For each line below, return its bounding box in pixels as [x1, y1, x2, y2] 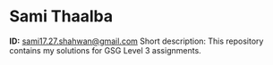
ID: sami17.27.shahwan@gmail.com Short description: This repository [9, 36, 264, 46]
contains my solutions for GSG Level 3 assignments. [9, 45, 201, 55]
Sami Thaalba [9, 6, 114, 27]
